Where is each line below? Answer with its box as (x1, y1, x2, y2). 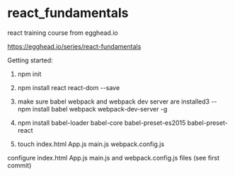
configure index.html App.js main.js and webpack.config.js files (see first (7, 153, 220, 162)
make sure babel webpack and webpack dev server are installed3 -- (17, 97, 217, 106)
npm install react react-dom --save (17, 83, 120, 92)
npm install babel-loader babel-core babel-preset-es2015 (17, 119, 186, 127)
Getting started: (7, 55, 53, 65)
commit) (7, 161, 32, 170)
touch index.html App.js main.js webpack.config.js (17, 140, 165, 148)
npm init (17, 70, 42, 78)
